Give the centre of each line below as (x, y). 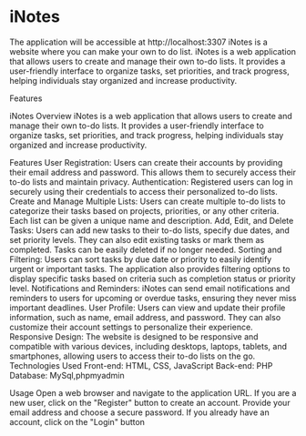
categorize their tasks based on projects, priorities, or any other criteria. (144, 210)
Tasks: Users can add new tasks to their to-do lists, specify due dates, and (149, 230)
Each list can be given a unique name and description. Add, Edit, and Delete (152, 220)
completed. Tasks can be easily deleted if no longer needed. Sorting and (146, 249)
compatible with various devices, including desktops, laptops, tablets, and (148, 346)
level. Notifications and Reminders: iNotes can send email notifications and (150, 288)
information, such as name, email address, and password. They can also (145, 317)
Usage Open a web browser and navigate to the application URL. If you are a (153, 392)
